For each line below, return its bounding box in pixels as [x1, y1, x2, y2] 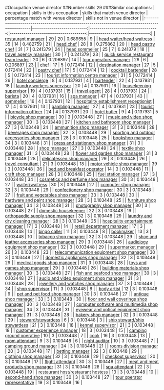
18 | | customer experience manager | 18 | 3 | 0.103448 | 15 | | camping [5, 327, 147, 333]
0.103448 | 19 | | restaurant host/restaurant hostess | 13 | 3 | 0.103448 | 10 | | [5, 369, 159, 375]
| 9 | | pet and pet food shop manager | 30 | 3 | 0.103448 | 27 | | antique [5, 291, 149, 296]
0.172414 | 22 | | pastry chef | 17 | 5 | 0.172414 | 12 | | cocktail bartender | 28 [5, 67, 157, 73]
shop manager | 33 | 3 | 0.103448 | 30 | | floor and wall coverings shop [5, 296, 147, 302]
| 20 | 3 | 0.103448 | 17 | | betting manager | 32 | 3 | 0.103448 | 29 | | [5, 348, 143, 354]
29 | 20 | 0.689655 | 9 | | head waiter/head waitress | [48, 36, 155, 42]
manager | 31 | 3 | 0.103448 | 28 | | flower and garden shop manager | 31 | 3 [5, 150, 158, 156]
